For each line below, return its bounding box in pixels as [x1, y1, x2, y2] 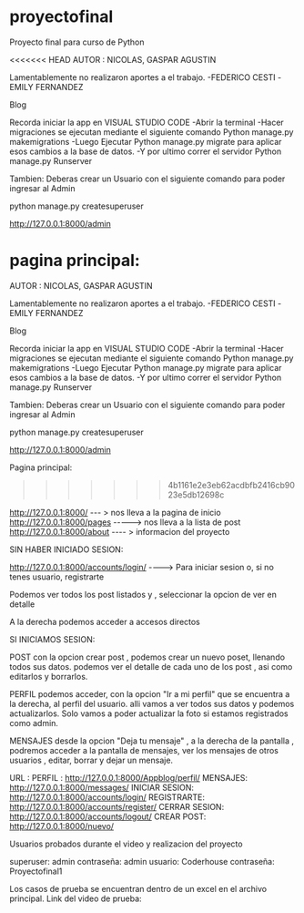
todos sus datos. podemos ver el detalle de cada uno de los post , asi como [9, 661, 293, 672]
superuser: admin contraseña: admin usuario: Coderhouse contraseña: [9, 856, 275, 867]
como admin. [9, 717, 59, 728]
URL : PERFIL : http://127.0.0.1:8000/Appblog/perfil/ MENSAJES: [9, 772, 248, 783]
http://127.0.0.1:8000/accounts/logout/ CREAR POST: [9, 811, 207, 822]
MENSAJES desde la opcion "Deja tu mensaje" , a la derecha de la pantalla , [9, 735, 294, 746]
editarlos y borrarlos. [9, 671, 88, 682]
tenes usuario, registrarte [9, 571, 105, 582]
